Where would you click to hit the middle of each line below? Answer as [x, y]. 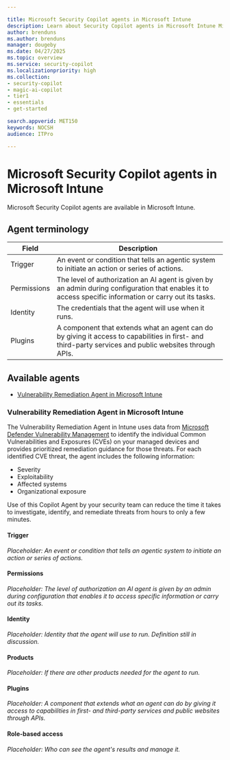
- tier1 [18, 96]
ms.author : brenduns [37, 38]
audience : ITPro [30, 134]
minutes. [20, 520]
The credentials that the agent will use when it [130, 308]
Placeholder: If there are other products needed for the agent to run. [104, 673]
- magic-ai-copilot [35, 90]
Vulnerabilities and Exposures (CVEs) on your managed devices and [103, 442]
